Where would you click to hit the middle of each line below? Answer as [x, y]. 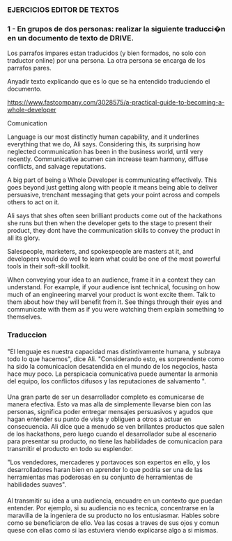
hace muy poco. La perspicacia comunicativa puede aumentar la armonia [113, 374]
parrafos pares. [29, 68]
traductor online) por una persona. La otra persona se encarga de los [106, 61]
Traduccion [27, 335]
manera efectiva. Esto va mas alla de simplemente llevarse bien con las [109, 404]
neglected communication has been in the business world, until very [105, 152]
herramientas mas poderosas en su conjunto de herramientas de [100, 477]
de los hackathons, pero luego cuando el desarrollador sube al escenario [112, 434]
